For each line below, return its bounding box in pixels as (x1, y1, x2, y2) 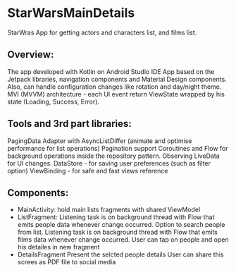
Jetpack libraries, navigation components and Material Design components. (7, 75, 227, 83)
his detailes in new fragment (17, 243, 100, 252)
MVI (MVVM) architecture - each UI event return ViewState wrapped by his (7, 89, 225, 98)
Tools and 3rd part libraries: (7, 118, 132, 130)
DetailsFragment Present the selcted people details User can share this (17, 250, 224, 259)
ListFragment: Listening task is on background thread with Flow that (17, 213, 215, 221)
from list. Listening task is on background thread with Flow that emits (17, 228, 218, 237)
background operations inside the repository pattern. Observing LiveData (7, 152, 220, 160)
